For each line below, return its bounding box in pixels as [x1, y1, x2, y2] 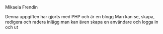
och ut [5, 24, 18, 30]
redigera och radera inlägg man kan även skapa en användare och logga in [5, 19, 159, 25]
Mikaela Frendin [5, 4, 38, 10]
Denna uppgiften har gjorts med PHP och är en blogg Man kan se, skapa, [5, 14, 155, 19]
